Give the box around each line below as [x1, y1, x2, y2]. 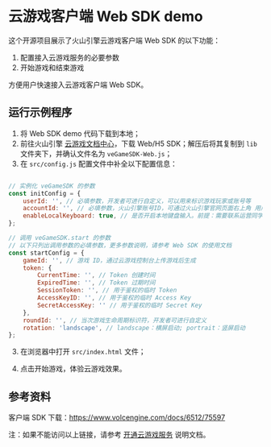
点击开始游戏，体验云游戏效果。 [19, 364, 127, 374]
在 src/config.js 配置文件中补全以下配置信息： [19, 159, 177, 168]
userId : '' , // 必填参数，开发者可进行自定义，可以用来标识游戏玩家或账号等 [23, 197, 252, 205]
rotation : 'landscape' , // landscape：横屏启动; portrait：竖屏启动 [23, 324, 246, 332]
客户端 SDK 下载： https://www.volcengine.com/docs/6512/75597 [8, 412, 226, 423]
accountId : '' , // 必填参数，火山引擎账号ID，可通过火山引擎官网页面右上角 [23, 205, 252, 213]
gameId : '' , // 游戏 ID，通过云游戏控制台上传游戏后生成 [23, 256, 196, 264]
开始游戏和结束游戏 [19, 62, 85, 72]
